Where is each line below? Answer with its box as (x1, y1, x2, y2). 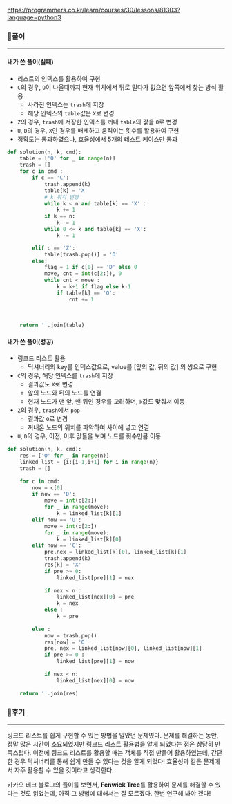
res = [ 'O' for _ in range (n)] (19, 452, 110, 459)
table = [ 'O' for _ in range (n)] (19, 155, 116, 162)
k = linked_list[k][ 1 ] (56, 510, 122, 517)
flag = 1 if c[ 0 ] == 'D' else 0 (43, 264, 137, 271)
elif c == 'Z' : (32, 245, 76, 252)
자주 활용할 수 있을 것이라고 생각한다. (14, 765, 114, 774)
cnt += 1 (68, 296, 95, 303)
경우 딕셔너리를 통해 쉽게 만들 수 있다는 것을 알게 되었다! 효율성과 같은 (14, 757, 202, 765)
